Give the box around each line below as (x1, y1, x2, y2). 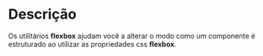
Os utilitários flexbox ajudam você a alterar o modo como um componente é (8, 31, 256, 40)
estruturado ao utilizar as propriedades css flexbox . (8, 39, 177, 48)
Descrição (8, 5, 77, 23)
